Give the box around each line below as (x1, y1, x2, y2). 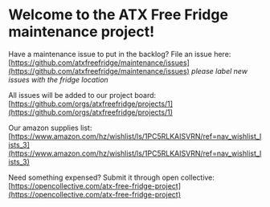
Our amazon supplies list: (8, 123, 92, 132)
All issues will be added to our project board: (8, 90, 157, 99)
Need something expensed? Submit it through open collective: (8, 172, 215, 182)
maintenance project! (8, 22, 155, 41)
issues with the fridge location (8, 75, 108, 84)
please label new (191, 66, 247, 75)
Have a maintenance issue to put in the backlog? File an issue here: (8, 49, 231, 59)
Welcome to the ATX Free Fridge (8, 6, 229, 24)
